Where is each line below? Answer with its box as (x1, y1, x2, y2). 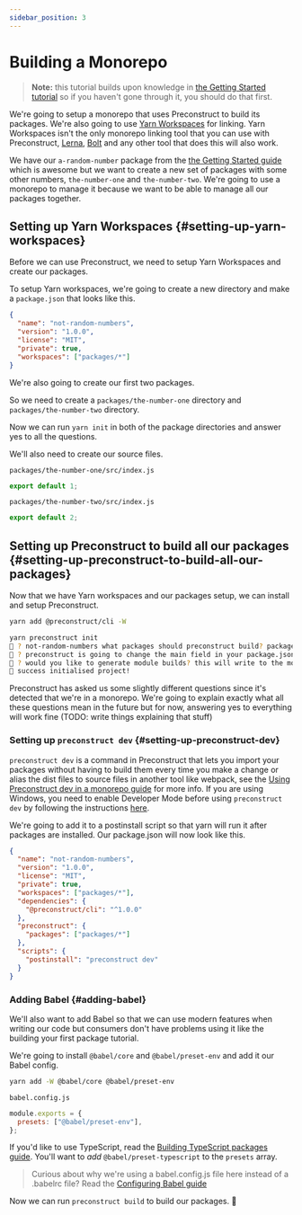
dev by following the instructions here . (9, 802, 150, 813)
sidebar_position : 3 (9, 13, 87, 22)
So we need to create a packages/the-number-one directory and (9, 395, 242, 405)
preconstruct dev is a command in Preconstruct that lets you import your (9, 754, 280, 765)
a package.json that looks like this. (9, 293, 137, 304)
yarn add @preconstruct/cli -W (9, 617, 127, 626)
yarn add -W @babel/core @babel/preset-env (9, 1077, 175, 1086)
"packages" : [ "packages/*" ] (25, 930, 130, 939)
